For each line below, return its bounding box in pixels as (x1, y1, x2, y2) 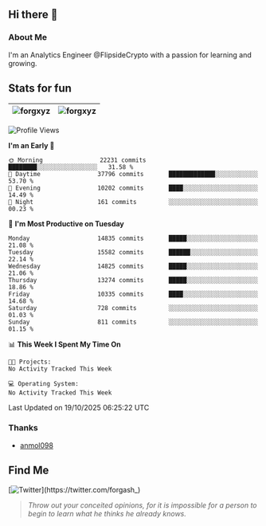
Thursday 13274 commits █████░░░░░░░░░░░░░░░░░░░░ (8, 276, 259, 284)
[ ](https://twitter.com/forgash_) (8, 485, 141, 494)
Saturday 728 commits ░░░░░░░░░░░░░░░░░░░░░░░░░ (8, 304, 259, 312)
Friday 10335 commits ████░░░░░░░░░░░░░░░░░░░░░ (8, 290, 259, 298)
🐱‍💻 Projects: (8, 358, 52, 366)
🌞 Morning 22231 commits (8, 156, 147, 164)
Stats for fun (8, 81, 72, 96)
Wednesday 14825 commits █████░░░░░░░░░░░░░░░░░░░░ (8, 262, 259, 270)
